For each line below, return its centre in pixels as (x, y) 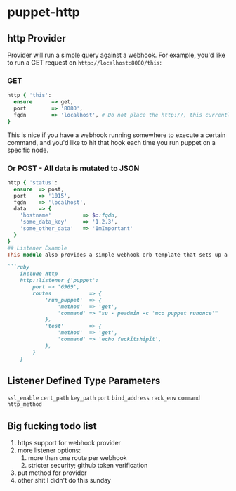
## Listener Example (38, 248)
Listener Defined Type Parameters (84, 381)
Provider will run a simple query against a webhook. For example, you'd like (117, 55)
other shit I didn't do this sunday (64, 480)
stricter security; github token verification (88, 466)
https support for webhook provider (69, 443)
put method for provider (52, 473)
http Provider (37, 38)
